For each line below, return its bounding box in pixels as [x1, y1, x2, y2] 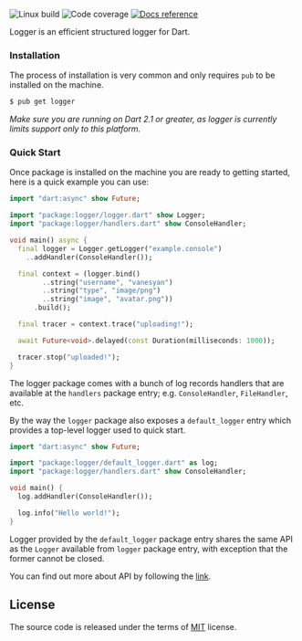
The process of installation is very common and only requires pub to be [9, 69, 276, 81]
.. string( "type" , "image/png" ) [42, 286, 161, 296]
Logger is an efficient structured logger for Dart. [9, 26, 191, 37]
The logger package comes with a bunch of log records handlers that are [9, 377, 285, 388]
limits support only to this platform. [9, 123, 141, 134]
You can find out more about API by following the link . [9, 571, 212, 582]
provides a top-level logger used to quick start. [9, 425, 186, 436]
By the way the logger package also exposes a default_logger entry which [9, 415, 292, 426]
